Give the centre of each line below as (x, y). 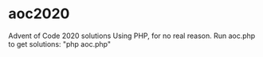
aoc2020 (39, 14)
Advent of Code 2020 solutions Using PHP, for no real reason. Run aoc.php (132, 36)
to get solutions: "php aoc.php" (60, 44)
